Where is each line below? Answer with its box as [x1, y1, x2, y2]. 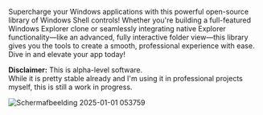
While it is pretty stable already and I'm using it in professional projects [8, 74, 243, 83]
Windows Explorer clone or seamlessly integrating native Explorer [8, 24, 227, 33]
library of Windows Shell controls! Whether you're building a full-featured [8, 15, 252, 25]
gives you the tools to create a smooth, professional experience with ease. [8, 41, 255, 51]
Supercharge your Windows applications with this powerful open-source [8, 7, 249, 16]
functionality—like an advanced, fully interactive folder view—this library [8, 32, 249, 42]
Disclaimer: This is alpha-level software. [8, 65, 143, 75]
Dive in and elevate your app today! [8, 50, 126, 59]
